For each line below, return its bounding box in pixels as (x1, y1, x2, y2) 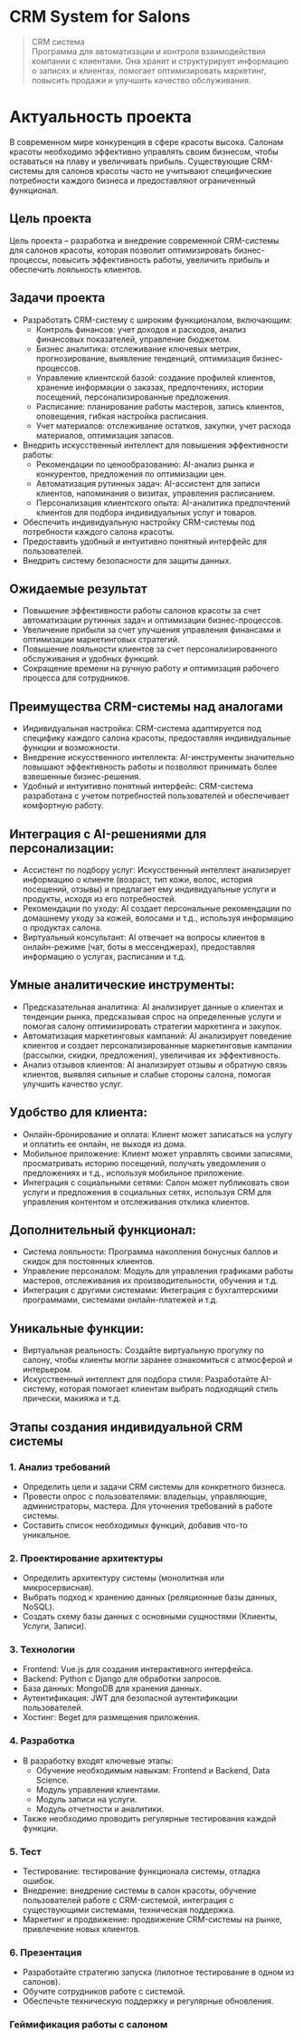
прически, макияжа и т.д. (22, 1393, 122, 1404)
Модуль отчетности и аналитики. (35, 1803, 165, 1814)
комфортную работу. (22, 800, 104, 811)
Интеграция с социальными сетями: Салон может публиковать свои (22, 1176, 289, 1188)
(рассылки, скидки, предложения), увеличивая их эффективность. (22, 1049, 281, 1060)
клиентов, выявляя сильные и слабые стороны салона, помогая (22, 1068, 271, 1079)
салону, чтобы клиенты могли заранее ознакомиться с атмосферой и (22, 1355, 293, 1366)
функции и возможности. (22, 742, 120, 753)
